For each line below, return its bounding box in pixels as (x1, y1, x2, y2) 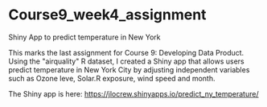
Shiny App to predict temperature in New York (8, 32, 161, 42)
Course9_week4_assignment (8, 6, 207, 24)
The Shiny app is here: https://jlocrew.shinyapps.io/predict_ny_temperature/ (8, 88, 259, 98)
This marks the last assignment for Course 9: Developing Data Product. (8, 47, 244, 57)
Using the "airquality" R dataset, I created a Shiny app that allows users (8, 56, 244, 66)
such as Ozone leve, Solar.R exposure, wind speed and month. (8, 73, 216, 83)
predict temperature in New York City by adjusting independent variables (8, 64, 250, 74)
